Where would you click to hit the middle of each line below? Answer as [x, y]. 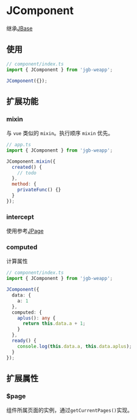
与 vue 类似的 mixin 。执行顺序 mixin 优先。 [60, 133]
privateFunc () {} [39, 190]
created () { [27, 167]
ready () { [24, 341]
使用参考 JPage [25, 231]
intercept [20, 216]
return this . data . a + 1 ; [54, 324]
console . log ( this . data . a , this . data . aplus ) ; [75, 346]
